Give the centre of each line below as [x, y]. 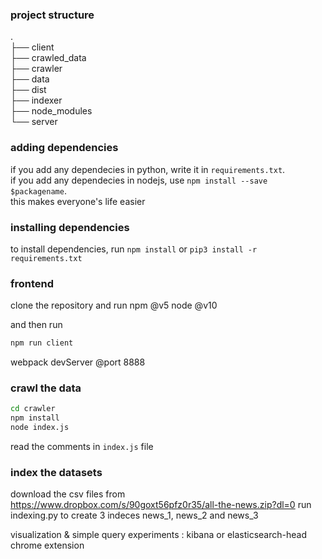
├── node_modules [51, 111]
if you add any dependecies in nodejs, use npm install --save [139, 180]
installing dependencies [70, 227]
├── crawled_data [48, 58]
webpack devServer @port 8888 [78, 362]
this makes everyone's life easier [78, 201]
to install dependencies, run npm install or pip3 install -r [134, 249]
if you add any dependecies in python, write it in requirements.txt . [148, 169]
